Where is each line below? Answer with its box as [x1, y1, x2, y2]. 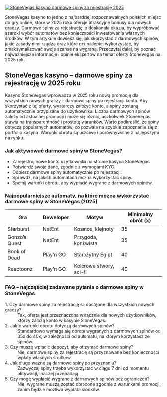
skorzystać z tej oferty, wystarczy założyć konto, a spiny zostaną [5, 103, 139, 109]
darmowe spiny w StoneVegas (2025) [5, 198, 98, 205]
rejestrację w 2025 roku [5, 79, 81, 87]
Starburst [7, 226, 30, 233]
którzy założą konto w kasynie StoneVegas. [17, 317, 107, 323]
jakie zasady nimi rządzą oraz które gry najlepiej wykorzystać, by [5, 41, 139, 47]
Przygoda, [74, 234, 98, 241]
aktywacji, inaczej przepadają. [17, 370, 80, 376]
